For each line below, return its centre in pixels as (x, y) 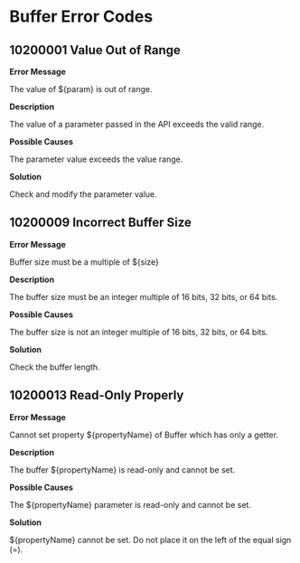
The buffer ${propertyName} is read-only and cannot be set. (122, 469)
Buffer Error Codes (81, 17)
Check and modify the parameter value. (83, 194)
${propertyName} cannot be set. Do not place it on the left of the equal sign (150, 540)
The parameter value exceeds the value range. (96, 159)
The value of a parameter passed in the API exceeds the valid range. (137, 124)
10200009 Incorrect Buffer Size (101, 223)
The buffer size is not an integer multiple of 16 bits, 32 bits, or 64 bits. (139, 332)
